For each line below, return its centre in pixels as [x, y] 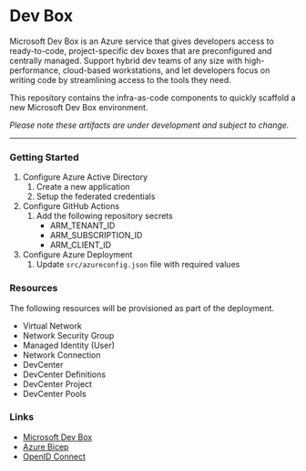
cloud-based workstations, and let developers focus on [166, 70]
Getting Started [44, 157]
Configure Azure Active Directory [85, 177]
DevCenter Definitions [64, 374]
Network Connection [61, 355]
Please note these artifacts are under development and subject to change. [149, 125]
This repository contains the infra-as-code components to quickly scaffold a [153, 98]
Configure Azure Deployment [77, 255]
